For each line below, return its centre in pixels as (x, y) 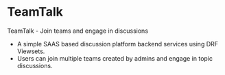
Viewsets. (31, 51)
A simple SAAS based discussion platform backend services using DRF (117, 44)
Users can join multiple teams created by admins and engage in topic (115, 58)
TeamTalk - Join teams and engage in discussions (78, 31)
